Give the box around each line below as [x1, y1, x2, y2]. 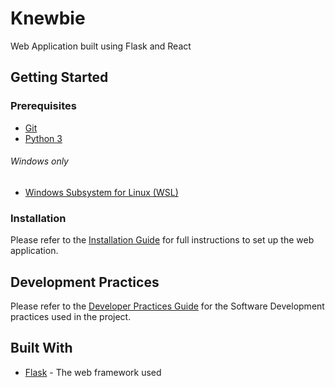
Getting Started [10, 69, 109, 86]
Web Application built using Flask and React [10, 40, 192, 52]
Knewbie [10, 7, 86, 30]
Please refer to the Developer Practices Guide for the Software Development [10, 300, 325, 312]
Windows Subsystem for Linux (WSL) [24, 186, 179, 198]
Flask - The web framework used [24, 366, 162, 378]
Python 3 [24, 132, 63, 144]
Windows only [10, 155, 69, 167]
